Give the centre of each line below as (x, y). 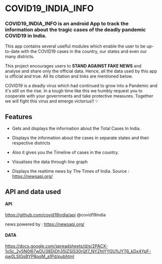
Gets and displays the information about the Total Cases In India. (76, 129)
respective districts (31, 143)
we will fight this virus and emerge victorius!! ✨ (52, 101)
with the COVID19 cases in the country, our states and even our (84, 51)
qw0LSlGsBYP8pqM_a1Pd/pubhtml (40, 256)
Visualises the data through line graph (50, 162)
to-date (13, 51)
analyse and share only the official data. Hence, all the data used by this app (81, 71)
